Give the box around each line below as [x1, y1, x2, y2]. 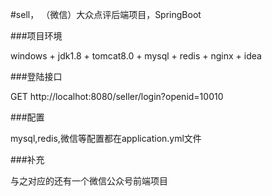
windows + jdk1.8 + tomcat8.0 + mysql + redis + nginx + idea [10, 50, 262, 62]
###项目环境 [10, 30, 63, 42]
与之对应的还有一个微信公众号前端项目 [10, 175, 168, 187]
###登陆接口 [10, 71, 63, 82]
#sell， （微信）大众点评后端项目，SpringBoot [10, 9, 202, 20]
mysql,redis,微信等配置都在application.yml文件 [10, 133, 202, 144]
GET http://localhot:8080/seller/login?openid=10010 [10, 91, 224, 102]
